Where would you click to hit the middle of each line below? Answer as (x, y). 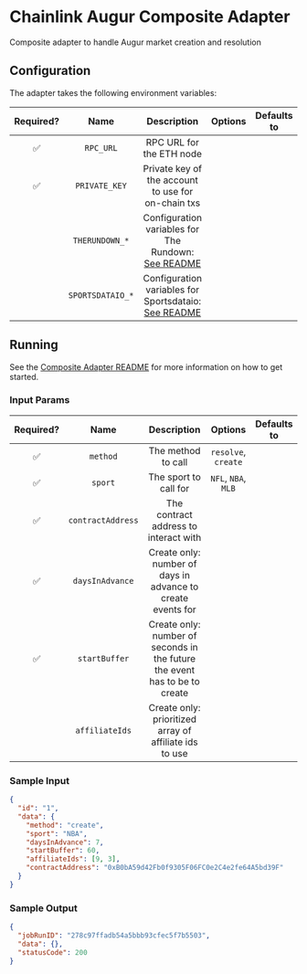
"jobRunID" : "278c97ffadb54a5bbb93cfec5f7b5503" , (114, 935)
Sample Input (40, 780)
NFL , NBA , (228, 478)
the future (175, 658)
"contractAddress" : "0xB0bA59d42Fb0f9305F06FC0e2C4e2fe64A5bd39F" (155, 868)
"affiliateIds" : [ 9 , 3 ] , (73, 859)
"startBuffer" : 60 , (63, 851)
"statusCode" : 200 (53, 952)
